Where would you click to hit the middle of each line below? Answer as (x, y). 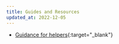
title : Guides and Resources (43, 12)
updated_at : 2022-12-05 (36, 17)
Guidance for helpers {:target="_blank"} (64, 34)
